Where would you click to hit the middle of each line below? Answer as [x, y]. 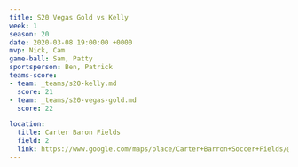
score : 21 [35, 91]
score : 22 [35, 108]
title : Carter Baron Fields [69, 133]
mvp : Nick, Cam [37, 51]
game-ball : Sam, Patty [51, 59]
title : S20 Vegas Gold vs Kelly [69, 17]
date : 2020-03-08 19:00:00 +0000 [71, 42]
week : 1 [24, 26]
